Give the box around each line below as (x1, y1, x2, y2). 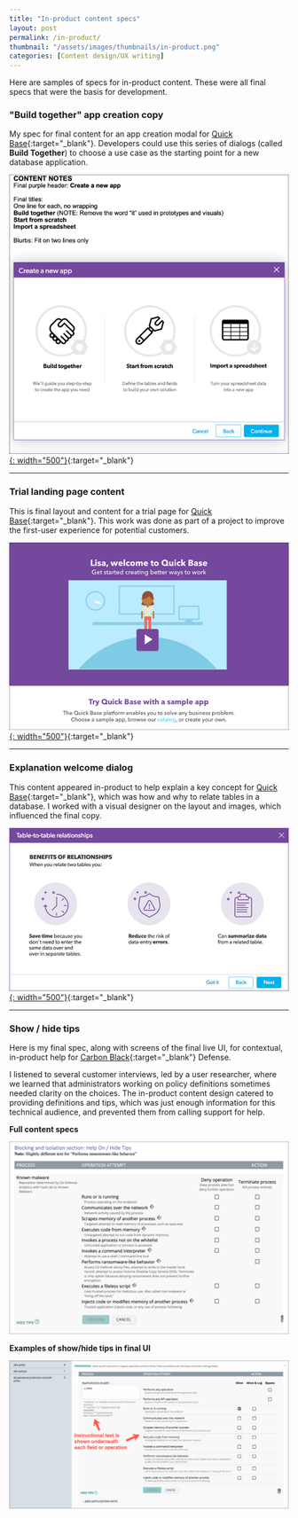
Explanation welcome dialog (9, 762, 133, 774)
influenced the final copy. (9, 810, 102, 820)
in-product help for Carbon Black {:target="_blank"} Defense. (9, 1052, 231, 1063)
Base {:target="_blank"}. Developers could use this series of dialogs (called (9, 138, 283, 149)
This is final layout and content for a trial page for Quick (9, 505, 213, 516)
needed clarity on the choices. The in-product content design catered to (9, 1088, 274, 1099)
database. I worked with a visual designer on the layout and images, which (9, 801, 282, 811)
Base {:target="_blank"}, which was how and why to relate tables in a (9, 791, 260, 802)
